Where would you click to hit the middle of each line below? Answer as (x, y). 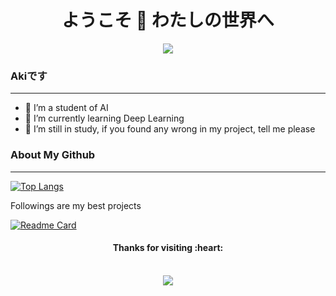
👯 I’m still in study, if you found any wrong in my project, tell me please (170, 129)
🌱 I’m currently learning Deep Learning (104, 118)
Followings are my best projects (76, 205)
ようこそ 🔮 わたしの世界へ (168, 20)
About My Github (53, 155)
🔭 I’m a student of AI (66, 108)
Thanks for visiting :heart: (168, 248)
